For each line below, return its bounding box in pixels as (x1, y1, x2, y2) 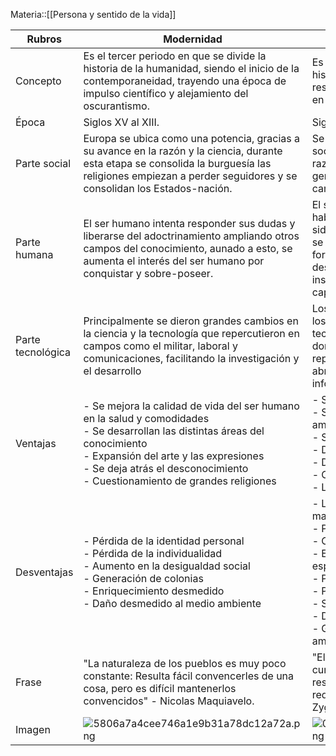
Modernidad (163, 32, 223, 46)
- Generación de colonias (83, 572, 204, 585)
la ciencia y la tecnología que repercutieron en (83, 327, 300, 340)
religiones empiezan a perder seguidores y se (83, 169, 298, 183)
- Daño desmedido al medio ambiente (83, 597, 262, 610)
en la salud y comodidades (83, 412, 210, 425)
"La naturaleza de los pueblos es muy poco (83, 657, 287, 670)
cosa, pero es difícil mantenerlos (83, 682, 237, 695)
